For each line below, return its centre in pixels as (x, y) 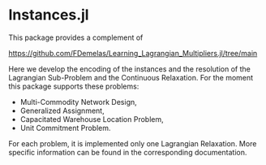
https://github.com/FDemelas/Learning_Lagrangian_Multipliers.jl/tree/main (133, 53)
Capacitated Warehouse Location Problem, (92, 119)
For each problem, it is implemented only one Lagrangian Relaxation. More (133, 143)
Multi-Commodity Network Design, (79, 102)
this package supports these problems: (74, 86)
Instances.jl (49, 15)
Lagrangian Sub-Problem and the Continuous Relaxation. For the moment (131, 77)
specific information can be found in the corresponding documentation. (128, 152)
